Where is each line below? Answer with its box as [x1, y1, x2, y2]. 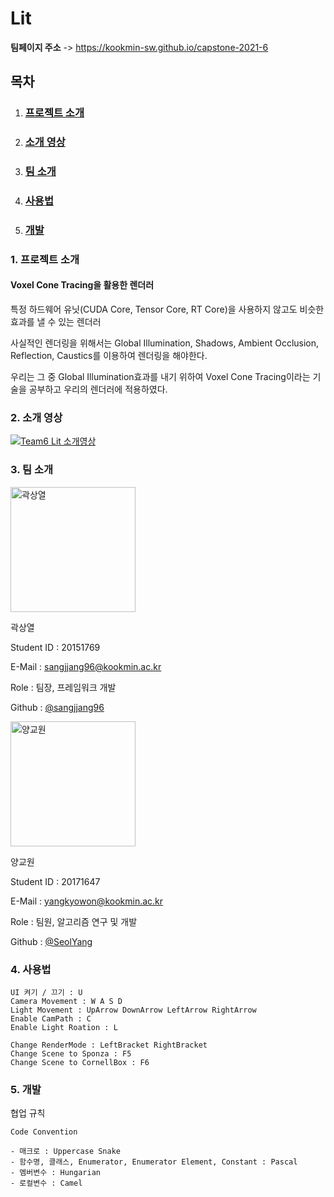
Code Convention [10, 1127, 78, 1137]
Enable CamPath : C [10, 1013, 92, 1024]
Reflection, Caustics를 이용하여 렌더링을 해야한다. [10, 350, 208, 362]
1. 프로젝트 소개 [10, 252, 80, 266]
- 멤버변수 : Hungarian [10, 1168, 101, 1178]
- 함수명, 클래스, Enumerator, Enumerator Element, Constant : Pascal [10, 1157, 298, 1167]
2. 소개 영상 [10, 410, 63, 424]
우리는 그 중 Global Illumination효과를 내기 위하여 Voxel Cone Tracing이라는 [10, 371, 311, 383]
